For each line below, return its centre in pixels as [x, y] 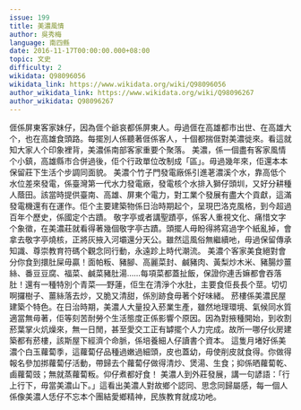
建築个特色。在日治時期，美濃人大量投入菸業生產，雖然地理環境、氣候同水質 [150, 307]
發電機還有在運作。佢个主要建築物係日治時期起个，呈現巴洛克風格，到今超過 [150, 206]
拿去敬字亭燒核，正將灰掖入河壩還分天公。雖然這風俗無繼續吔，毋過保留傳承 [150, 240]
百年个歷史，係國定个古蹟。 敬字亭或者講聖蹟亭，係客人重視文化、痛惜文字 [148, 217]
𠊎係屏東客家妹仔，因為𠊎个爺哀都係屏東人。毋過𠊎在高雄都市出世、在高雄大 [150, 127]
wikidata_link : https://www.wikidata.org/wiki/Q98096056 [118, 84]
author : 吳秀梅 [35, 34]
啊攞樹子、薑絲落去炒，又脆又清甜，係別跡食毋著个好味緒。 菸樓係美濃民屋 [148, 296]
